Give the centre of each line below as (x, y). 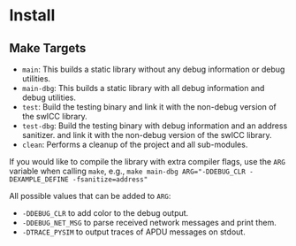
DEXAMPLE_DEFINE (39, 180)
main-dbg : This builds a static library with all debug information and (143, 88)
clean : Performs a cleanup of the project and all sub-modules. (135, 144)
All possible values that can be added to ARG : (90, 196)
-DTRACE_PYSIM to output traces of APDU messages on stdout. (133, 232)
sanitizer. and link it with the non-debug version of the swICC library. (147, 135)
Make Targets (48, 48)
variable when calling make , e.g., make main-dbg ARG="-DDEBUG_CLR (127, 171)
